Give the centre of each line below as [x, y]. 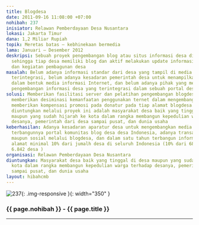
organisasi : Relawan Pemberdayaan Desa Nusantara [69, 155]
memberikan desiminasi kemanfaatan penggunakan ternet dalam [89, 99]
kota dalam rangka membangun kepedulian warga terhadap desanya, [94, 166]
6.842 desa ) [28, 149]
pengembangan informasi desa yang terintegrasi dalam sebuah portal [98, 89]
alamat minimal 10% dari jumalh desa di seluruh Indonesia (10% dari [99, 144]
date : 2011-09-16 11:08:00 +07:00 [49, 17]
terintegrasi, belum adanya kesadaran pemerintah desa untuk [89, 78]
